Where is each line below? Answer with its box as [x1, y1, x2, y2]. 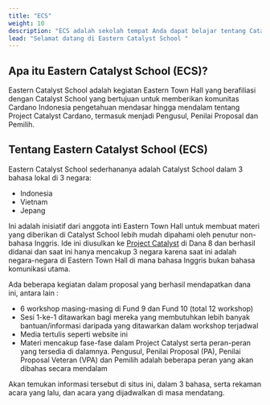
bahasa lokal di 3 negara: [8, 172, 92, 182]
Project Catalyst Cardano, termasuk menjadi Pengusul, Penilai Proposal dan [8, 111, 259, 121]
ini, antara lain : [8, 287, 59, 298]
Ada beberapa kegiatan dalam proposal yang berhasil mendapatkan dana [8, 279, 252, 289]
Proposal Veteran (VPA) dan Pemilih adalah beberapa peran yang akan [19, 355, 254, 365]
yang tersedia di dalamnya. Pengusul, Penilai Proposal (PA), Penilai [19, 346, 241, 356]
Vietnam [19, 196, 48, 206]
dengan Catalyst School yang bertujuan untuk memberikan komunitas [8, 94, 239, 104]
